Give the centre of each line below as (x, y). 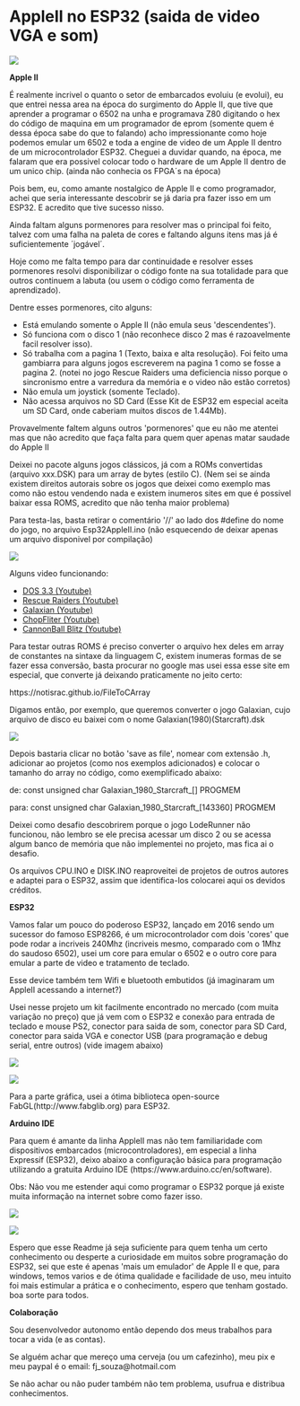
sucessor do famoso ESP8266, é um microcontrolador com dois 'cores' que (149, 934)
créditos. (26, 890)
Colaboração (34, 1312)
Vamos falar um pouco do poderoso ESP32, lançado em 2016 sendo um (142, 924)
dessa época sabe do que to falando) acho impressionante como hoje (138, 133)
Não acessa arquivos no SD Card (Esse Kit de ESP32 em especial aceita (155, 400)
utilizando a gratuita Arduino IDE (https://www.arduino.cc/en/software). (141, 1169)
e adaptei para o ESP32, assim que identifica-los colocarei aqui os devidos (147, 880)
